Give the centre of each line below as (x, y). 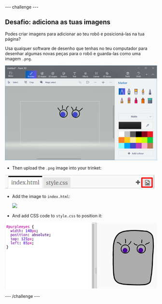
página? (13, 39)
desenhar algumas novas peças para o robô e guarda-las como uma (73, 53)
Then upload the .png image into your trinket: (57, 168)
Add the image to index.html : (41, 196)
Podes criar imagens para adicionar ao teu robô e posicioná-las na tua (75, 34)
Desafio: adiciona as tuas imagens (58, 22)
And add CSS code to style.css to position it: (57, 215)
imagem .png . (19, 59)
